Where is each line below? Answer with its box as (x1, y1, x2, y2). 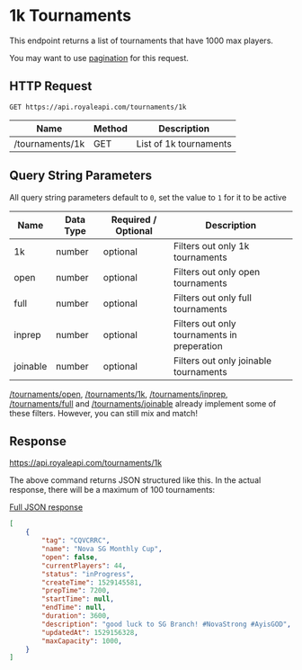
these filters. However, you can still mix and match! (9, 407, 198, 418)
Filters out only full (173, 291, 252, 304)
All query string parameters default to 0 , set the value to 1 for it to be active (9, 192, 288, 202)
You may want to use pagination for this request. (9, 52, 189, 63)
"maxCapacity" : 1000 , (41, 636, 123, 646)
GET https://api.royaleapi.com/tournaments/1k (9, 103, 187, 112)
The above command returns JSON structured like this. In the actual (9, 475, 262, 486)
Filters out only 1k (173, 239, 250, 252)
